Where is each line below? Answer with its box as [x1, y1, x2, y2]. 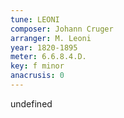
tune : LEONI [10, 14, 60, 25]
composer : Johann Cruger [10, 24, 114, 34]
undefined [10, 97, 53, 110]
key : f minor [10, 61, 65, 71]
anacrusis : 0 [10, 71, 65, 81]
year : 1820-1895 [10, 42, 78, 53]
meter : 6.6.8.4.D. [10, 52, 87, 62]
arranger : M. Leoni [10, 33, 92, 43]
